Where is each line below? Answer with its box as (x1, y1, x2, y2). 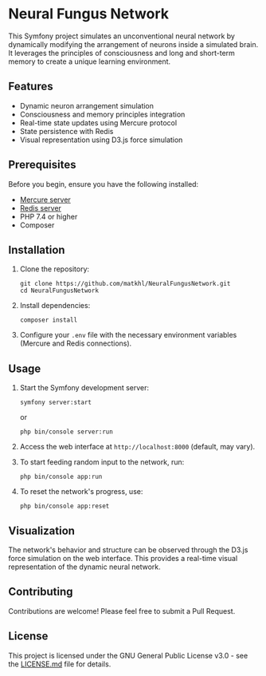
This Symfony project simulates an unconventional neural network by (8, 31, 235, 41)
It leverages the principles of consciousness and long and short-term (8, 48, 235, 57)
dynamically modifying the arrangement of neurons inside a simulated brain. (8, 39, 259, 49)
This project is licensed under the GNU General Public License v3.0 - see (8, 650, 248, 660)
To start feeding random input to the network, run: (19, 457, 185, 467)
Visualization (8, 524, 76, 537)
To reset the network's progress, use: (19, 487, 143, 496)
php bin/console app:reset (19, 502, 110, 511)
